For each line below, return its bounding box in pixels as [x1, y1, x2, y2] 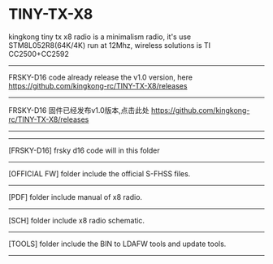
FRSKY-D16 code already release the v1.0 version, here [8, 72, 193, 82]
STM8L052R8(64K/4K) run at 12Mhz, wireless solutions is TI [8, 40, 211, 50]
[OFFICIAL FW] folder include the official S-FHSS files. [8, 168, 191, 179]
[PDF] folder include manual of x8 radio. [8, 192, 143, 201]
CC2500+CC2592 [8, 49, 69, 58]
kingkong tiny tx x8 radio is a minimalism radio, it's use [8, 32, 192, 41]
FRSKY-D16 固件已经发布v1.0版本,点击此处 [8, 105, 150, 115]
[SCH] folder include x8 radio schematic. [8, 215, 145, 225]
